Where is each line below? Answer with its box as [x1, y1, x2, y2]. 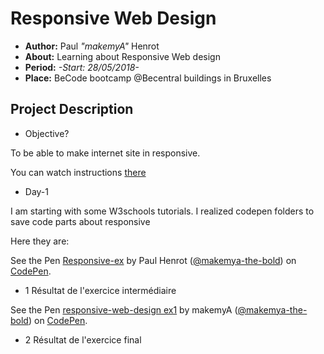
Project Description [10, 101, 134, 118]
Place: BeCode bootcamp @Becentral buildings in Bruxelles [24, 72, 272, 84]
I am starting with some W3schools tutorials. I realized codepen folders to [10, 205, 315, 217]
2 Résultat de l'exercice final [24, 333, 142, 346]
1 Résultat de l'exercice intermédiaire [24, 284, 177, 296]
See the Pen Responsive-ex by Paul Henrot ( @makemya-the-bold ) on [10, 254, 297, 266]
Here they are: [10, 235, 70, 247]
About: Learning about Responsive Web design [24, 50, 221, 62]
